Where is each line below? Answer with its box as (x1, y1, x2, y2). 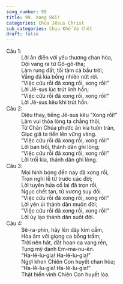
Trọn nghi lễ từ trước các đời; (21, 175, 93, 183)
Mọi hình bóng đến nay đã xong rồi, (21, 169, 109, 176)
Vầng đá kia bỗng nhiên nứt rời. (21, 73, 99, 80)
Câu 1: (6, 47, 22, 55)
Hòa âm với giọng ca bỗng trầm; (21, 232, 101, 240)
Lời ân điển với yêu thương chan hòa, (21, 54, 113, 61)
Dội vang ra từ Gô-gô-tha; (21, 61, 86, 68)
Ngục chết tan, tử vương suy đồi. (21, 188, 103, 195)
